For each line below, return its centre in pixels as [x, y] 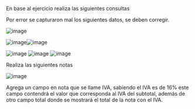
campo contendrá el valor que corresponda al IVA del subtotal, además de [96, 94]
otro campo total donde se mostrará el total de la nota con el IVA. [84, 100]
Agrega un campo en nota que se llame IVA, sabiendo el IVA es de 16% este [97, 87]
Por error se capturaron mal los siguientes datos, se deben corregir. [88, 20]
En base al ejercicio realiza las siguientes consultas [68, 8]
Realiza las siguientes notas [40, 65]
